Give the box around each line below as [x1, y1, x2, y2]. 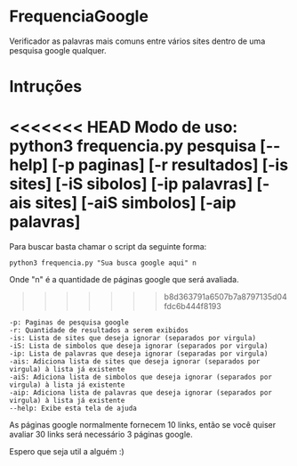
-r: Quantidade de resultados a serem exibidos [9, 326, 189, 335]
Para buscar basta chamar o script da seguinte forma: [9, 241, 207, 252]
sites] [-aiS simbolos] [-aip [35, 193, 237, 213]
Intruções [9, 77, 83, 97]
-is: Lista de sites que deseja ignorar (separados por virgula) [9, 334, 256, 343]
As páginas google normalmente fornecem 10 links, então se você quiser [9, 420, 277, 430]
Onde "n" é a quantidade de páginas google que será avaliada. [9, 274, 239, 285]
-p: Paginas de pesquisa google [9, 318, 129, 327]
